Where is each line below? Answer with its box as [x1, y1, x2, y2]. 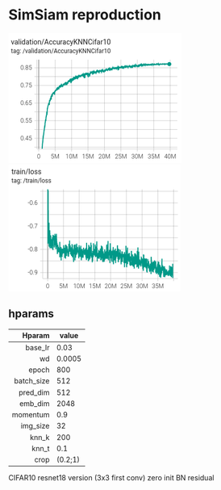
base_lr [25, 342, 50, 352]
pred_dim [19, 387, 50, 397]
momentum [11, 410, 50, 419]
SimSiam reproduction [8, 6, 161, 24]
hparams [8, 307, 55, 320]
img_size [20, 421, 50, 431]
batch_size [14, 376, 50, 386]
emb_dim [19, 398, 50, 408]
